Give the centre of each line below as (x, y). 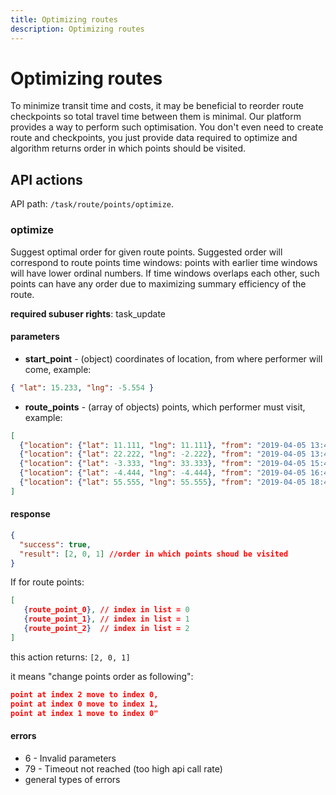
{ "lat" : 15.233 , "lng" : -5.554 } (82, 387)
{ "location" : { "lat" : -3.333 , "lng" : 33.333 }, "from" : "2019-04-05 (163, 464)
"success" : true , (55, 544)
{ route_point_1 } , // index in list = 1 (106, 619)
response (30, 514)
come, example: (58, 369)
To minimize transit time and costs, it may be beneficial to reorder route (157, 106)
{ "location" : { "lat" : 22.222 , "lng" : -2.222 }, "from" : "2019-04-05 (163, 454)
